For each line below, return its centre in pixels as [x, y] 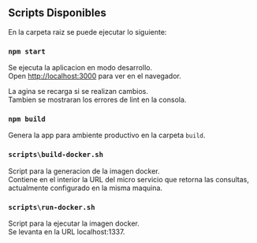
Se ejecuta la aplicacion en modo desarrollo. [80, 68]
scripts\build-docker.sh [56, 155]
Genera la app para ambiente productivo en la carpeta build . [107, 135]
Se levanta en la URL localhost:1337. [67, 232]
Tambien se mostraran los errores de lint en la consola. [97, 100]
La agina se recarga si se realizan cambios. [78, 92]
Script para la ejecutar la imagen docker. [74, 223]
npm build [27, 119]
